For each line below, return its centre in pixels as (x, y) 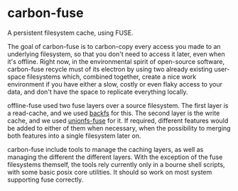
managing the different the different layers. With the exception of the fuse (115, 157)
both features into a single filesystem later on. (74, 136)
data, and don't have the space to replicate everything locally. (98, 92)
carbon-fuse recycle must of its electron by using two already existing (110, 69)
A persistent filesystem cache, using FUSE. (70, 33)
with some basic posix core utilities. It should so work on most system (110, 172)
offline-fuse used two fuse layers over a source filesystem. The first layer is (118, 105)
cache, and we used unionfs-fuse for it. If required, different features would (118, 120)
